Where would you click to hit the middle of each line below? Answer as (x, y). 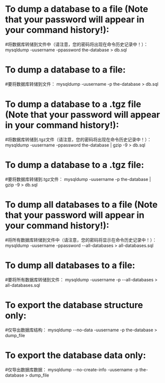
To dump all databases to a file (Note (81, 204)
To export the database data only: (76, 355)
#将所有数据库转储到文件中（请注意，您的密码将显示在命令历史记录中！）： (81, 240)
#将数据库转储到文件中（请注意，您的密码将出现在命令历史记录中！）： (77, 44)
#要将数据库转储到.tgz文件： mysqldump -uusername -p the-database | (78, 179)
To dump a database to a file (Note (77, 9)
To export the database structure (74, 305)
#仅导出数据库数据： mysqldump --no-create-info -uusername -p (72, 369)
